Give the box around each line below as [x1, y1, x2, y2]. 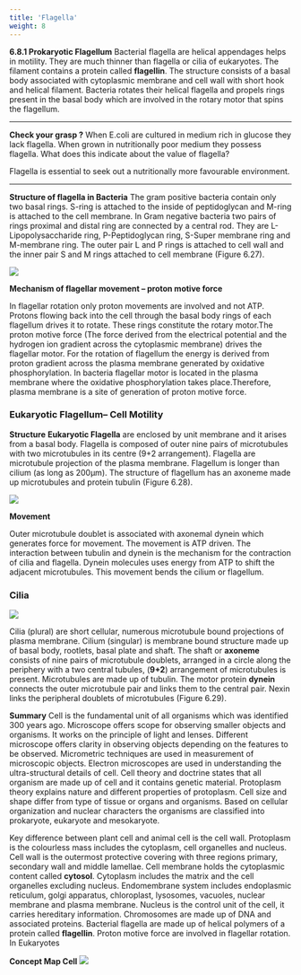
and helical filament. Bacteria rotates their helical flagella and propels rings [9, 84, 285, 95]
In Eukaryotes [9, 937, 60, 948]
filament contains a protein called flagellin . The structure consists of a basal [9, 65, 291, 76]
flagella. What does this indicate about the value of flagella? [9, 148, 230, 159]
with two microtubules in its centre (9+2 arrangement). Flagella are [9, 448, 256, 459]
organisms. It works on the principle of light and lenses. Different [9, 729, 248, 741]
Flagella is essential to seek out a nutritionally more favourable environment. [9, 165, 290, 176]
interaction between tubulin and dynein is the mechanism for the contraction [9, 547, 291, 558]
